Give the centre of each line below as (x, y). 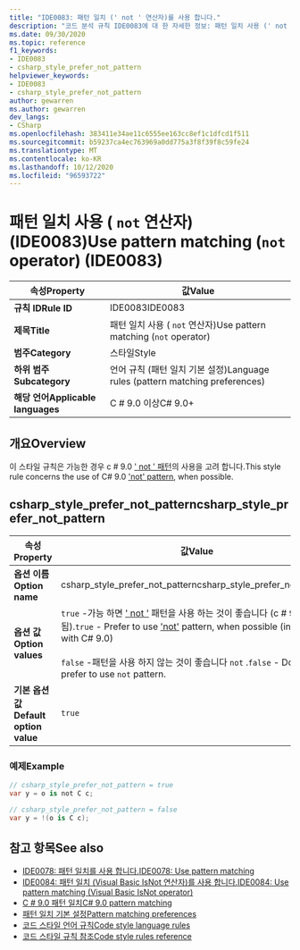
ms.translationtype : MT (54, 150)
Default (30, 715)
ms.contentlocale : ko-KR (55, 159)
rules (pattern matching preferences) (187, 382)
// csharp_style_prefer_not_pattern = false (93, 810)
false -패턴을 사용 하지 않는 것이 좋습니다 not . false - (170, 662)
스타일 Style (133, 353)
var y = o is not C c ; (51, 793)
